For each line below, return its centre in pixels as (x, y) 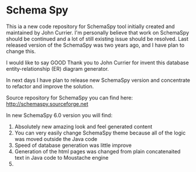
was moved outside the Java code (56, 139)
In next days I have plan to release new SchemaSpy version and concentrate (98, 80)
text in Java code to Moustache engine (61, 157)
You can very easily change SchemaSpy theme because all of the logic (100, 133)
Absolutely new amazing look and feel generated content (83, 126)
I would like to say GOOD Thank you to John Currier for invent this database (97, 63)
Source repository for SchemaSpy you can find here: (70, 98)
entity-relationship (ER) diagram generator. (58, 68)
